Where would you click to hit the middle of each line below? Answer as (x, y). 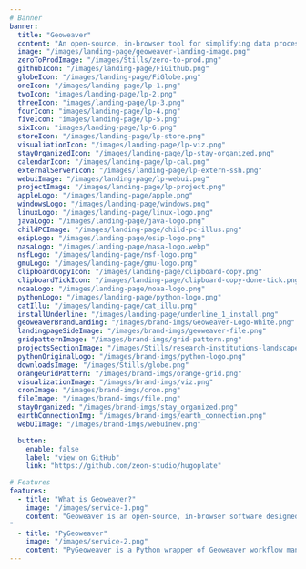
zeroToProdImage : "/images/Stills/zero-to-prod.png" (120, 60)
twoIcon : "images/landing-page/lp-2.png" (97, 94)
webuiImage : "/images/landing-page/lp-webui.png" (113, 178)
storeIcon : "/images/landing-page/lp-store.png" (112, 137)
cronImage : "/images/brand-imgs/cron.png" (99, 391)
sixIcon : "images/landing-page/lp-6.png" (97, 128)
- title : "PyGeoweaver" (62, 533)
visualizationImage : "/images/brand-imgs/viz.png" (116, 382)
